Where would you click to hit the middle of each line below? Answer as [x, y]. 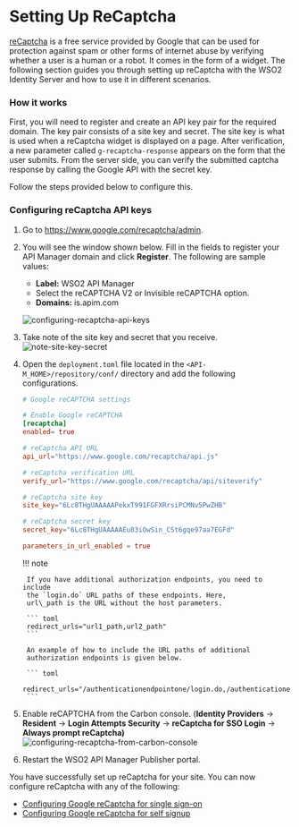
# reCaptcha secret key [66, 522]
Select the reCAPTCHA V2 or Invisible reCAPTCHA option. [142, 293]
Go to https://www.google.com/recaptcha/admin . [112, 229]
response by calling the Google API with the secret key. [111, 170]
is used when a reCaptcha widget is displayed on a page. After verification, [147, 141]
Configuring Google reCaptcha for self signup [106, 813]
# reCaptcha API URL [60, 448]
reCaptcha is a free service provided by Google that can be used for [135, 41]
